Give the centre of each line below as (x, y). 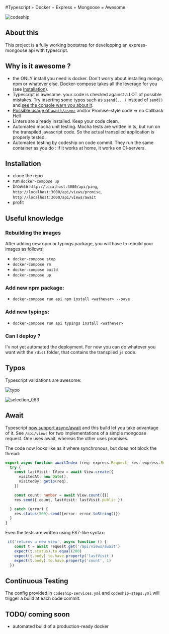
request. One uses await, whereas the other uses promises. (67, 438)
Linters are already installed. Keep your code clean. (66, 121)
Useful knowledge (34, 218)
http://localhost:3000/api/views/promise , (57, 192)
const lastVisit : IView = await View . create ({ (64, 472)
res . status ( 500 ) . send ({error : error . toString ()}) (67, 514)
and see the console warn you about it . (53, 105)
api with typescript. (49, 50)
